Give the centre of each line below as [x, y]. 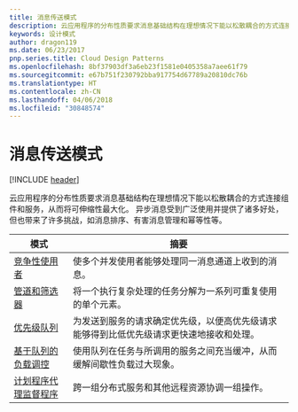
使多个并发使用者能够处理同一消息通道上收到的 [170, 261]
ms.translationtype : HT [53, 83]
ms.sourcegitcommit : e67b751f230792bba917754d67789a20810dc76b [129, 75]
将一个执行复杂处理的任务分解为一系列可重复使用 [175, 292]
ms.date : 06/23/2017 [47, 51]
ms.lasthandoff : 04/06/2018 [61, 100]
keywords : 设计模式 [43, 34]
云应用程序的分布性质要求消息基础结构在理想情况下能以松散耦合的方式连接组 [149, 198]
